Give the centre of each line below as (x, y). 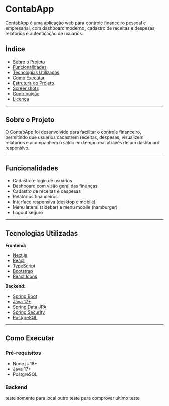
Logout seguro (28, 213)
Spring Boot (25, 296)
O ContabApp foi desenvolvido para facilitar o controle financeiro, (73, 132)
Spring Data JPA (29, 307)
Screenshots (26, 88)
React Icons (25, 277)
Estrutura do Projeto (33, 83)
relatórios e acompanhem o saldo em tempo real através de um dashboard (82, 142)
